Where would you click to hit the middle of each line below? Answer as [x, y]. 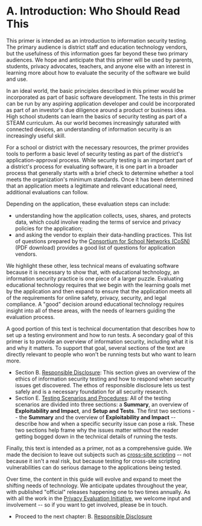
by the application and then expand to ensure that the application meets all [99, 291]
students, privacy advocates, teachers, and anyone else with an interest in [99, 66]
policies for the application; [49, 228]
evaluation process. [31, 317]
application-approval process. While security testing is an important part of [99, 160]
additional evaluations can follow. [48, 192]
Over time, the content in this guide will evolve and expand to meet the [94, 479]
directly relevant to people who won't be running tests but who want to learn [101, 354]
